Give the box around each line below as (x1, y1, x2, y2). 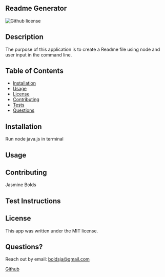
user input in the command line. (5, 51, 72, 58)
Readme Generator (5, 4, 67, 13)
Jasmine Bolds (5, 182, 37, 188)
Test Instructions (5, 196, 61, 205)
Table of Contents (5, 67, 64, 75)
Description (5, 33, 44, 42)
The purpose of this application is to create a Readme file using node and (5, 46, 160, 52)
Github (5, 266, 19, 272)
